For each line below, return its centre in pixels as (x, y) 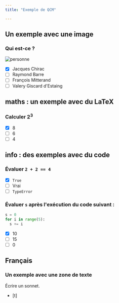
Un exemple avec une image (49, 35)
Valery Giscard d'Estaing (37, 86)
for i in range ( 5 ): (25, 219)
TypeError (22, 192)
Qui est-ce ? (20, 48)
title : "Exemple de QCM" (31, 10)
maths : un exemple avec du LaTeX (59, 102)
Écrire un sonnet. (22, 286)
